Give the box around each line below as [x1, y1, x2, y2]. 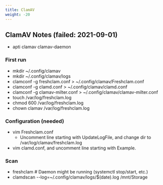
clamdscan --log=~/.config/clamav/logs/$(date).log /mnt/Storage [12, 174, 148, 180]
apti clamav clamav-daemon [12, 44, 71, 50]
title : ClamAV [5, 7, 35, 13]
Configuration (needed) [5, 117, 64, 124]
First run [5, 56, 27, 63]
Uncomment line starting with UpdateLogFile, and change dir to [20, 134, 151, 140]
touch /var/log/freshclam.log [12, 94, 72, 100]
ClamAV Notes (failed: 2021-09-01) [5, 31, 118, 39]
